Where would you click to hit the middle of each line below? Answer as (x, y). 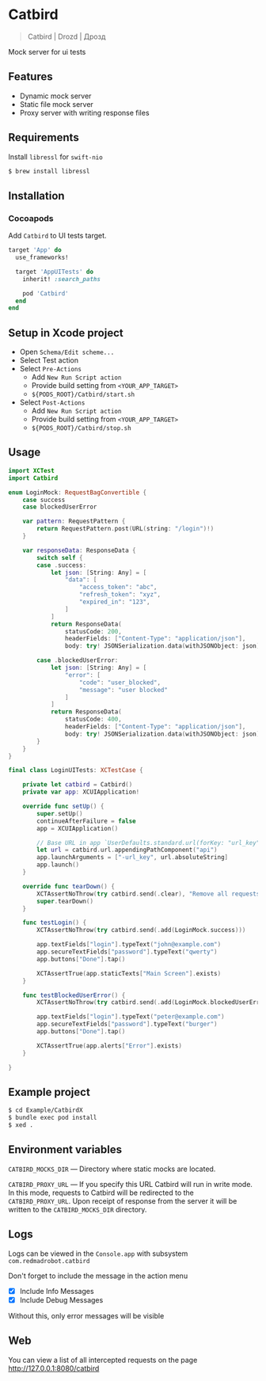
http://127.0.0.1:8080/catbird (54, 1368)
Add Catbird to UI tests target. (57, 236)
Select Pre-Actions (50, 369)
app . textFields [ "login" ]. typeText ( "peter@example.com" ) (131, 1017)
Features (30, 77)
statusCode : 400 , (93, 719)
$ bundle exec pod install (53, 1118)
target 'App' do (35, 250)
